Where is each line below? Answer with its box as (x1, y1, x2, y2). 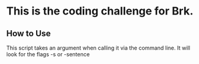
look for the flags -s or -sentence (6, 51, 90, 58)
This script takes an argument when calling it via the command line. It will (6, 44, 190, 51)
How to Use (6, 28, 51, 39)
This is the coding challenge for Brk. (6, 4, 194, 18)
